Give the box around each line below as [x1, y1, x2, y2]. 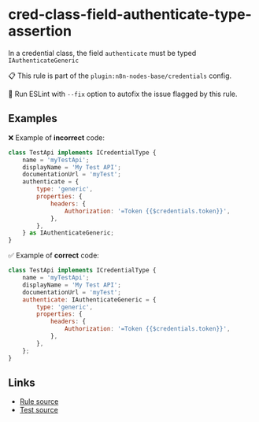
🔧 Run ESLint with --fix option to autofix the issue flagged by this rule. [8, 89, 238, 98]
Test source [19, 405, 59, 415]
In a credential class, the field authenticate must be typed [8, 48, 197, 57]
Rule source [19, 397, 59, 406]
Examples [8, 112, 57, 125]
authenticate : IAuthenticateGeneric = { [22, 295, 157, 304]
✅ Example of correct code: [8, 250, 100, 261]
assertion [8, 22, 72, 40]
